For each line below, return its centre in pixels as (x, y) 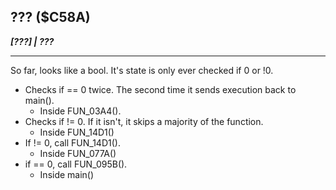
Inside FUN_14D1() (77, 132)
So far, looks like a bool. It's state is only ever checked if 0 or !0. (142, 70)
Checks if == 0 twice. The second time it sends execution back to (160, 89)
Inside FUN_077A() (78, 153)
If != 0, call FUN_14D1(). (72, 142)
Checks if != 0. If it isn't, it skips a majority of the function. (144, 121)
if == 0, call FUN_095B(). (76, 164)
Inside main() (67, 174)
